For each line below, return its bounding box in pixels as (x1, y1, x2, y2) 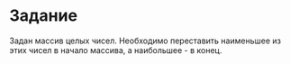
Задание (9, 5, 78, 26)
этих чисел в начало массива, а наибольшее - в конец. (9, 44, 222, 55)
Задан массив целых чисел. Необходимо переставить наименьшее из (9, 35, 282, 46)
